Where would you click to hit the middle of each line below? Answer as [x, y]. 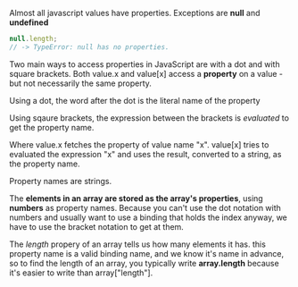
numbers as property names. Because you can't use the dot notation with [145, 207]
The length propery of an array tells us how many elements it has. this [137, 244]
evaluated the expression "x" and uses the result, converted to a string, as [145, 154]
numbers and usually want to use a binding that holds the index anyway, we [149, 217]
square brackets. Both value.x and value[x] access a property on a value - [146, 73]
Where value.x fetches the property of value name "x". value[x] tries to [139, 144]
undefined [29, 22]
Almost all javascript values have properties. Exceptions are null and [135, 13]
